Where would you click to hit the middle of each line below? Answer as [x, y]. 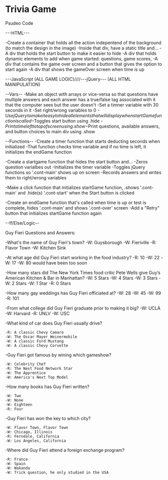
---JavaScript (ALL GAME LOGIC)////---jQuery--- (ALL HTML [68, 79]
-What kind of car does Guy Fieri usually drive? [54, 323]
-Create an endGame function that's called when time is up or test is [76, 203]
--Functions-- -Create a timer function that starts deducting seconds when [83, 141]
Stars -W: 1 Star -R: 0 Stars [43, 283]
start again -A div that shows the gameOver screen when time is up [75, 69]
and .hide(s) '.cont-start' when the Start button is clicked [76, 193]
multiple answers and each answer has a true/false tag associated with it [80, 100]
